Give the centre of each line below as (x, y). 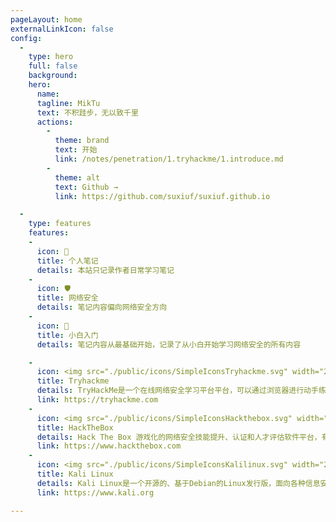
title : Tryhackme (73, 381)
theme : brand (82, 141)
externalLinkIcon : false (62, 29)
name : (48, 94)
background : (53, 76)
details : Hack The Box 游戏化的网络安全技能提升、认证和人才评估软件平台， (179, 437)
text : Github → (86, 187)
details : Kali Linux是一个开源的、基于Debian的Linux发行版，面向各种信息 (178, 483)
